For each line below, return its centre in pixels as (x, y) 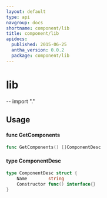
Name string (41, 179)
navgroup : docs (25, 22)
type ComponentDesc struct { (42, 173)
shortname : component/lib (38, 28)
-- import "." (21, 101)
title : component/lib (33, 34)
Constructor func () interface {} (56, 184)
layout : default (26, 12)
